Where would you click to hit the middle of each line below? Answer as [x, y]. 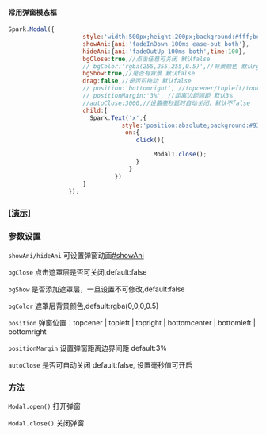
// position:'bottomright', [129, 89]
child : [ [95, 110]
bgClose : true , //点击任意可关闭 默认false [146, 59]
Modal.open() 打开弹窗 [44, 406]
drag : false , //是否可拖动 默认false [137, 81]
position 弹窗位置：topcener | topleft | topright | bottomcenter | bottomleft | [132, 322]
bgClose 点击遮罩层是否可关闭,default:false [78, 272]
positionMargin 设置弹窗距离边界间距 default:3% [88, 348]
